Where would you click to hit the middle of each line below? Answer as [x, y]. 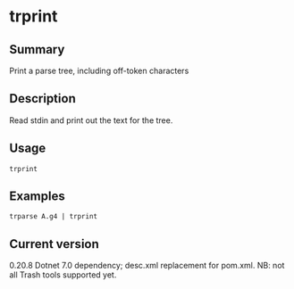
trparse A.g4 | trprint [54, 217]
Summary [37, 50]
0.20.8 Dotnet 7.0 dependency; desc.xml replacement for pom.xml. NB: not [147, 266]
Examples [37, 197]
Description [42, 99]
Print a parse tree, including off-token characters [99, 70]
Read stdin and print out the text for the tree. [91, 120]
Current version [55, 244]
